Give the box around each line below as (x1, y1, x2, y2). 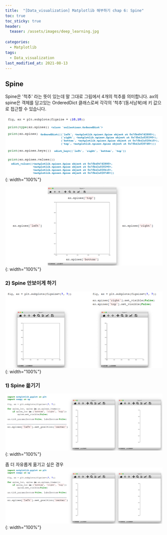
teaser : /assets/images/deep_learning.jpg (9, 29, 99, 34)
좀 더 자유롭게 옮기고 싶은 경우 (5, 461, 64, 467)
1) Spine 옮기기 (5, 382, 40, 389)
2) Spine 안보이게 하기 (5, 279, 56, 286)
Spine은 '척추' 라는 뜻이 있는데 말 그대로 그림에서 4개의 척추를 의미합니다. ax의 (5, 94, 159, 100)
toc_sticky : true (5, 18, 41, 23)
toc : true (5, 13, 26, 18)
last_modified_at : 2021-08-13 (5, 60, 68, 66)
